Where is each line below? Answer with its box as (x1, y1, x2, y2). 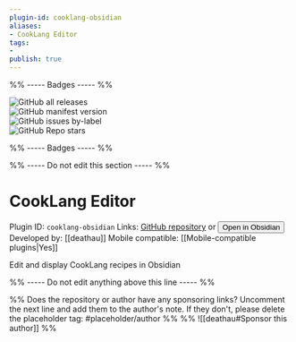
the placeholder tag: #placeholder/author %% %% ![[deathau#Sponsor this (9, 312, 288, 323)
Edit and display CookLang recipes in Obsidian (9, 259, 181, 269)
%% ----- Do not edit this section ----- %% (9, 160, 171, 170)
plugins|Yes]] (9, 242, 58, 252)
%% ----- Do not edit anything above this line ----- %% (9, 277, 216, 287)
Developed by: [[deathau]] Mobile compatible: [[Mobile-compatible (9, 232, 257, 243)
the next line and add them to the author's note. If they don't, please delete (9, 304, 285, 314)
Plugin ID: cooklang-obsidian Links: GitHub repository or (9, 221, 216, 232)
